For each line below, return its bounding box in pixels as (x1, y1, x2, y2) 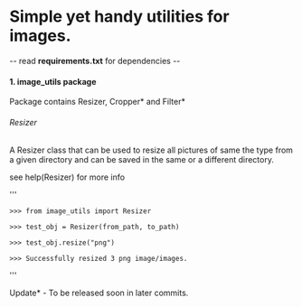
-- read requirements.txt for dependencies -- (9, 55, 181, 66)
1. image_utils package (9, 76, 97, 87)
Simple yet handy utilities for (9, 6, 230, 27)
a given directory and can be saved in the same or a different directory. (9, 154, 274, 165)
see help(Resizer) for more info (9, 172, 125, 182)
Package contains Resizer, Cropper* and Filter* (9, 97, 185, 107)
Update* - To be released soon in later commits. (9, 287, 189, 299)
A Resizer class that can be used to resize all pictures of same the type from (9, 144, 294, 155)
